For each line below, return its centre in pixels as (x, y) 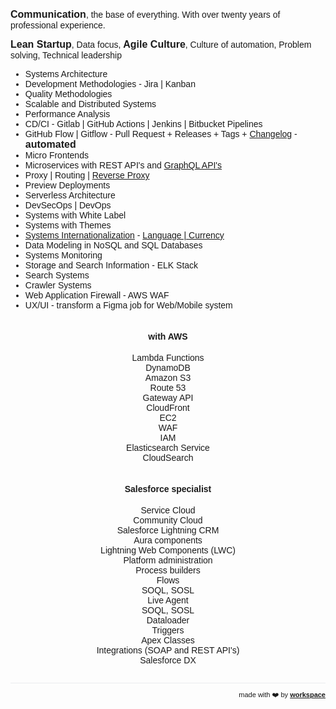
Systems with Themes (68, 225)
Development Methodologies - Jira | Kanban (110, 84)
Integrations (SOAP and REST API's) (168, 650)
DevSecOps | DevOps (68, 205)
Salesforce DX (168, 660)
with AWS (168, 336)
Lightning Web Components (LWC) (168, 550)
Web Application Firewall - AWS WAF (97, 295)
